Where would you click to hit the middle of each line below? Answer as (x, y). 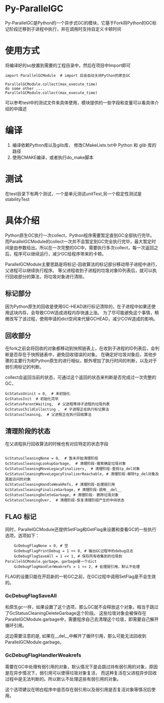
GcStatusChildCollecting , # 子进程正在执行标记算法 (57, 409)
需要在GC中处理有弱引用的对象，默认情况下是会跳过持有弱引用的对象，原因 (82, 667)
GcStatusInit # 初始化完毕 (32, 399)
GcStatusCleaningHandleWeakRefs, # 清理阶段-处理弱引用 (60, 485)
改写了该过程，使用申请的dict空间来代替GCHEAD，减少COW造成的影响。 (83, 319)
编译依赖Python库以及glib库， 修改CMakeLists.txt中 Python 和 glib (79, 145)
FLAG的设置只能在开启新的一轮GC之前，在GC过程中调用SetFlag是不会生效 (81, 576)
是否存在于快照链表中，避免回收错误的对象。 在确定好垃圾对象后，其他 (81, 355)
